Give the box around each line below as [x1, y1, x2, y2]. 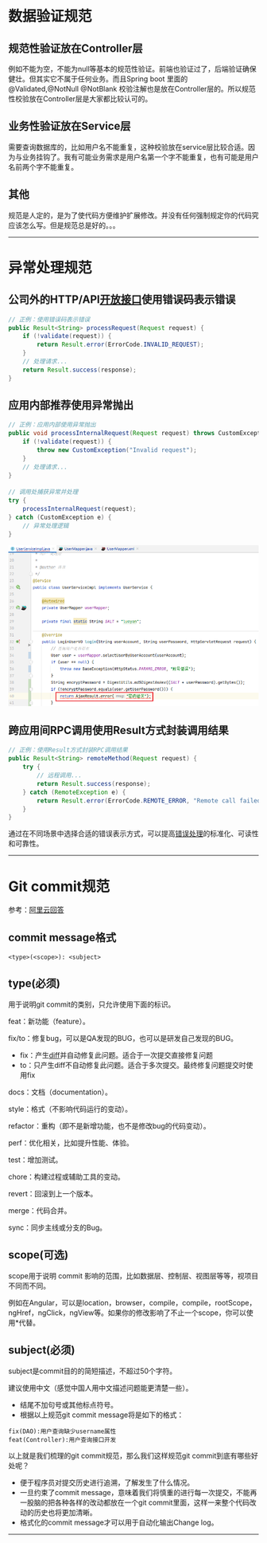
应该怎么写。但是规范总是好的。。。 [8, 220, 120, 230]
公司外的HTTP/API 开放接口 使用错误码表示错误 [8, 293, 236, 307]
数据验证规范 [8, 7, 93, 26]
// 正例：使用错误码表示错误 [8, 316, 91, 324]
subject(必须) [8, 1344, 75, 1357]
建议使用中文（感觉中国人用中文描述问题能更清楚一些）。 [8, 1383, 193, 1392]
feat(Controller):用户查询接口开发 [8, 1435, 117, 1443]
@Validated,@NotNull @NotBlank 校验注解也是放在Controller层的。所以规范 [8, 84, 256, 93]
